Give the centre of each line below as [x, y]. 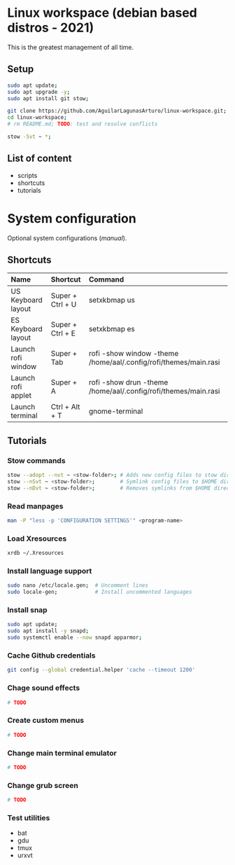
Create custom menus [46, 721]
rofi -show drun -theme [128, 382]
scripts [27, 175]
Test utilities [29, 817]
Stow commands [36, 460]
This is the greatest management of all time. [71, 47]
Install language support [50, 571]
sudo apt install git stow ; [48, 98]
